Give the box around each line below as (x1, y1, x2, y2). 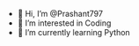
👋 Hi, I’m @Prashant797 (17, 9, 104, 19)
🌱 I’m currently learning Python (17, 27, 130, 37)
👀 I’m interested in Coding (17, 18, 112, 28)
